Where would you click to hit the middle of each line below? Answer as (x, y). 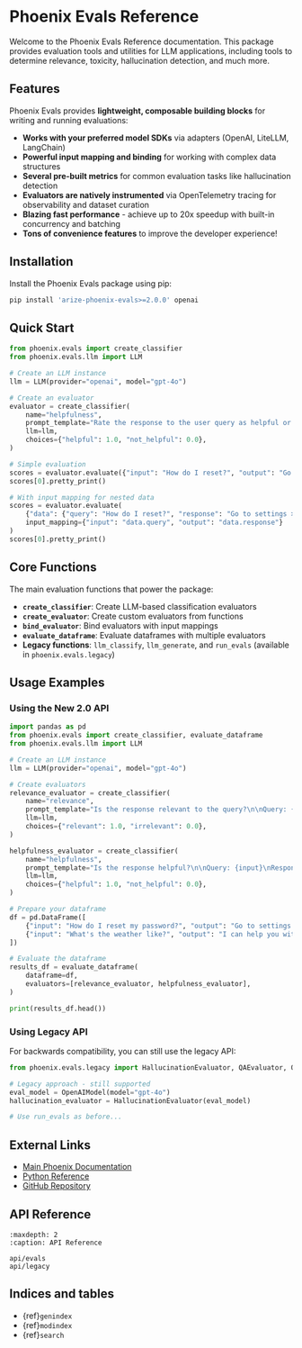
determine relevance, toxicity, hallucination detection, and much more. (139, 60)
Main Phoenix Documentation (77, 1167)
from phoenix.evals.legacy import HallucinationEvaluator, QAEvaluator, (148, 1068)
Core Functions (53, 568)
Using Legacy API (49, 1031)
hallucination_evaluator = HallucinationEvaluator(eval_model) (130, 1100)
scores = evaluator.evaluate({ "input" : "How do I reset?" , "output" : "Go (151, 473)
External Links (50, 1145)
